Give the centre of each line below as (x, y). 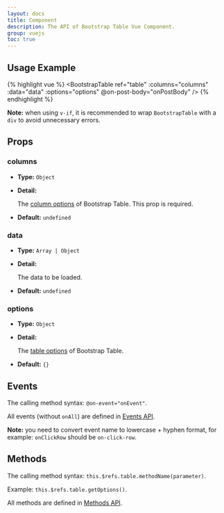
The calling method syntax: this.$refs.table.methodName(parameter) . (107, 475)
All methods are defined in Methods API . (65, 503)
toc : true (21, 40)
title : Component (32, 20)
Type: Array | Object (48, 250)
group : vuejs (26, 33)
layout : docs (26, 14)
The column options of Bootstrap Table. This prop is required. (105, 204)
